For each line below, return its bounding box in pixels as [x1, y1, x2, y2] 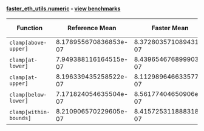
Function [16, 24, 43, 33]
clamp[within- [9, 109, 50, 116]
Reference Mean [67, 24, 117, 33]
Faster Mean [151, 24, 189, 33]
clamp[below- [9, 91, 47, 98]
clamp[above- [9, 39, 47, 46]
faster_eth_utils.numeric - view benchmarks [6, 5, 121, 12]
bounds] [9, 115, 32, 122]
